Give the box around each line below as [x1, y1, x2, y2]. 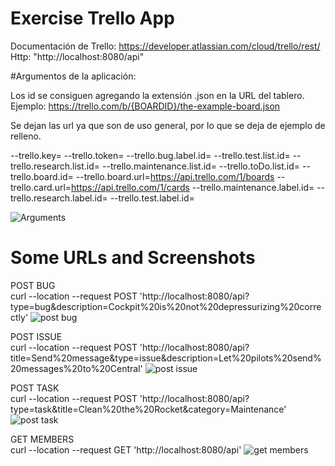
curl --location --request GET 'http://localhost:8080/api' [10, 443, 242, 456]
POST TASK [10, 382, 60, 394]
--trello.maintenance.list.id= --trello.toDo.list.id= [102, 160, 301, 172]
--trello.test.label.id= [109, 192, 195, 204]
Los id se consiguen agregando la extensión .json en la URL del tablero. [10, 89, 305, 101]
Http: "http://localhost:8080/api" [10, 50, 145, 62]
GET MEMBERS [10, 433, 75, 445]
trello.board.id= [10, 170, 74, 182]
